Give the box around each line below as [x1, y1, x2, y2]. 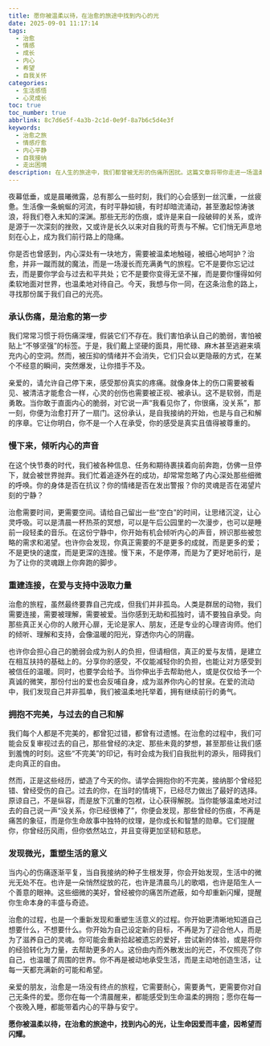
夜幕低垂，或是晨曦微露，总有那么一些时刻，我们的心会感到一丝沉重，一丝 [8, 192, 255, 201]
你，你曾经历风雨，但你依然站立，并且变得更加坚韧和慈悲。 [8, 826, 206, 836]
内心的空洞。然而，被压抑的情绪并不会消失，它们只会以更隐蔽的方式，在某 [14, 351, 262, 361]
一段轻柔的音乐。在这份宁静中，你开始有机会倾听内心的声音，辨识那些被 [14, 527, 255, 537]
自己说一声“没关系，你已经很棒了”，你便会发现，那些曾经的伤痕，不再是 [22, 806, 261, 815]
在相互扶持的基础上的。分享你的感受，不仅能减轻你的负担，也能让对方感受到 [8, 656, 262, 666]
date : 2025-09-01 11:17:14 [8, 19, 99, 27]
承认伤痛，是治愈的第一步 [8, 311, 108, 322]
